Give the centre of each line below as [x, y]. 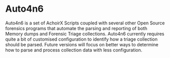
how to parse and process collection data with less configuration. [74, 50]
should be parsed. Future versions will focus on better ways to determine [82, 44]
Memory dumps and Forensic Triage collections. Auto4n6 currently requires [85, 34]
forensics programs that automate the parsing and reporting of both [76, 28]
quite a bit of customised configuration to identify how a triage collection [81, 39]
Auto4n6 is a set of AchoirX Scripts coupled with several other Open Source [85, 23]
